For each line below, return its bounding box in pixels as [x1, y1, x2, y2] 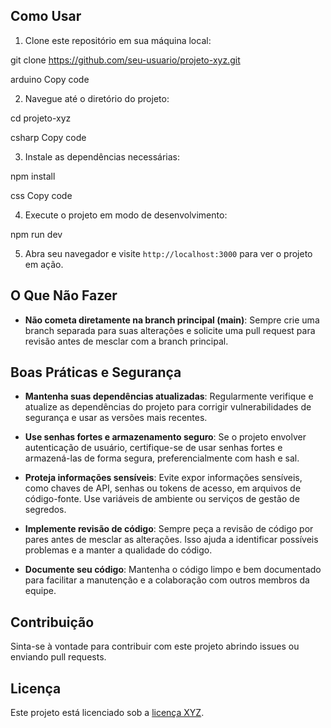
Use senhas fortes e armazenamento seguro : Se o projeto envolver [24, 431, 307, 443]
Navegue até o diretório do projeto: [24, 92, 170, 104]
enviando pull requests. [10, 651, 107, 663]
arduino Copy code [10, 73, 90, 85]
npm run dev [10, 228, 63, 240]
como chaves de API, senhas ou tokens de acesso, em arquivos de [24, 482, 302, 494]
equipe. [24, 585, 57, 597]
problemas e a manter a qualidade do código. [24, 544, 213, 556]
